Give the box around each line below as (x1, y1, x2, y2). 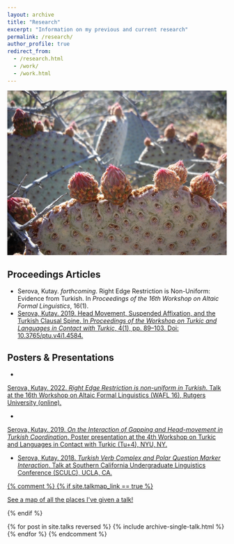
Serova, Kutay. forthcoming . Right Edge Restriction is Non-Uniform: (17, 287, 211, 295)
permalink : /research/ (7, 33, 73, 40)
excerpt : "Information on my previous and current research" (7, 26, 189, 33)
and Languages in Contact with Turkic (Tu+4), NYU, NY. (7, 440, 168, 449)
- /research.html (13, 56, 64, 63)
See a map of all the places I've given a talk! (7, 495, 134, 504)
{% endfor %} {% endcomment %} (7, 530, 107, 538)
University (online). (7, 398, 62, 407)
